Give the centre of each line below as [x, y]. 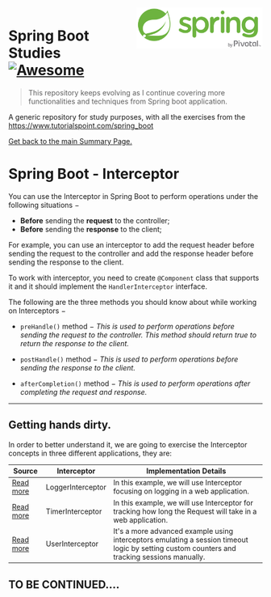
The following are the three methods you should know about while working [133, 302]
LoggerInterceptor [76, 487]
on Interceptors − [37, 311]
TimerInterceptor [74, 511]
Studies [35, 53]
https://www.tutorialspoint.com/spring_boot [81, 125]
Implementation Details [186, 471]
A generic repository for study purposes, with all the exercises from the [127, 116]
